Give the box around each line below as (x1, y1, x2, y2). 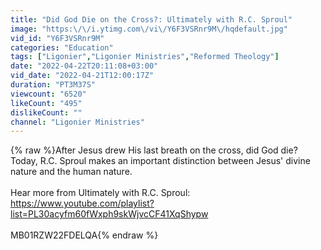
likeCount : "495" (10, 98, 83, 108)
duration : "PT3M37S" (10, 80, 97, 90)
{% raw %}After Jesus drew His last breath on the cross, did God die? (10, 144, 298, 156)
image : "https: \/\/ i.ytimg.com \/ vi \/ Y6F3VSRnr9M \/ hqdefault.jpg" (10, 24, 288, 34)
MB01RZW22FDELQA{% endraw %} (10, 229, 159, 241)
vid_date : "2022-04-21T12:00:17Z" (10, 71, 155, 81)
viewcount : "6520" (10, 89, 87, 99)
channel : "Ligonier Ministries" (10, 117, 145, 127)
